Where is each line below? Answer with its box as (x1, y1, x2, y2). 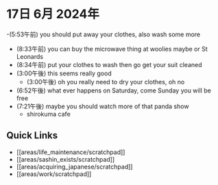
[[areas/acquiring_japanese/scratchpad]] (16, 162, 133, 171)
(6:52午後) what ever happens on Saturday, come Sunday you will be (16, 86, 212, 95)
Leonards (16, 52, 44, 60)
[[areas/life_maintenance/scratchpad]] (16, 148, 125, 156)
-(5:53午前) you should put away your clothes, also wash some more (6, 30, 201, 38)
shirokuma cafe (26, 110, 71, 118)
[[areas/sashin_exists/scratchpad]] (16, 155, 115, 163)
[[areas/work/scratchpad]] (16, 169, 92, 178)
